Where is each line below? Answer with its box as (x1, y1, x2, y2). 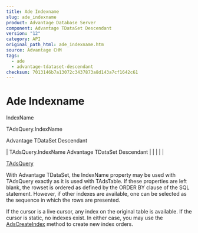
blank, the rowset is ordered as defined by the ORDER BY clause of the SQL (6, 184, 190, 191)
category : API (6, 36, 41, 42)
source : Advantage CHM (6, 47, 62, 53)
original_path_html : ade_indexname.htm (6, 42, 104, 48)
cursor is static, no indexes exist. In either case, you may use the (6, 214, 163, 222)
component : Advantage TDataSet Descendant (6, 25, 112, 31)
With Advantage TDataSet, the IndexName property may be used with (6, 171, 176, 179)
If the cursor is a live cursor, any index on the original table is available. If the (6, 208, 192, 215)
